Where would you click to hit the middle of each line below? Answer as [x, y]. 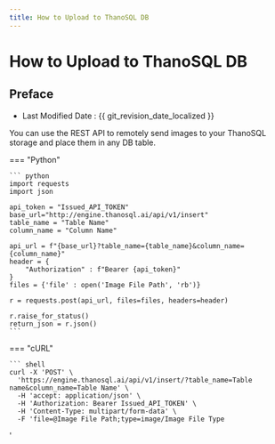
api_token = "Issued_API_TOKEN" [69, 207]
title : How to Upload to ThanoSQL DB [79, 17]
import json [31, 191]
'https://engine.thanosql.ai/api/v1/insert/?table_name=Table [135, 380]
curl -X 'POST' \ [41, 372]
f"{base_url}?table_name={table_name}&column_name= [146, 246]
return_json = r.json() [53, 324]
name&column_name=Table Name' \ [69, 388]
